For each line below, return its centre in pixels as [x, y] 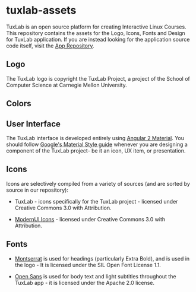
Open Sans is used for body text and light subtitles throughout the [95, 276]
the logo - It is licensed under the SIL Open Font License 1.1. [88, 265]
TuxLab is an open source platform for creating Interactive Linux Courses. [96, 27]
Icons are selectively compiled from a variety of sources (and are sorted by [98, 183]
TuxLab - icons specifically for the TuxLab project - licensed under [96, 201]
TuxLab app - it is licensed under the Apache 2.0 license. [85, 283]
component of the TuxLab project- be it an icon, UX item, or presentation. [96, 150]
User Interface [34, 124]
